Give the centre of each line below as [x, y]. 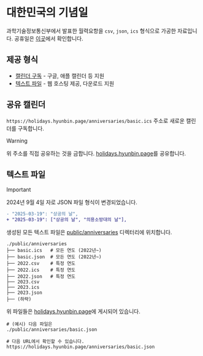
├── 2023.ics [23, 287]
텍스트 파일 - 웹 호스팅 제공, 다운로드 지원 [65, 83]
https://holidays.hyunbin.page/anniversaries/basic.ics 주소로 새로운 [96, 121]
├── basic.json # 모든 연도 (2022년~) [54, 257]
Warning [17, 140]
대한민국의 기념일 [47, 13]
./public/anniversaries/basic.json [52, 330]
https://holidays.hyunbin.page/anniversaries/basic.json [81, 347]
